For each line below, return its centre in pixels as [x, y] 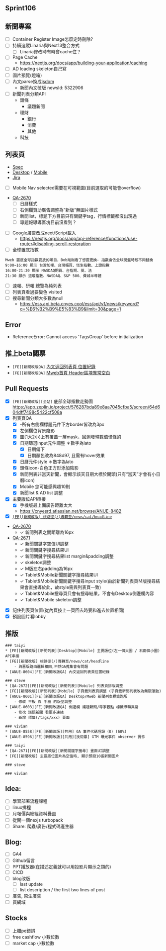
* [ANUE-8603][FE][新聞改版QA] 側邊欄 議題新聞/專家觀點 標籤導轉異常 [72, 707]
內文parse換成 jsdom [33, 81]
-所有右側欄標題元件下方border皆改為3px [62, 424]
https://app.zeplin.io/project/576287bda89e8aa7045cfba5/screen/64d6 [86, 407]
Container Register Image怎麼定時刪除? [53, 39]
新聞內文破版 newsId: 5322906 [51, 88]
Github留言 [24, 860]
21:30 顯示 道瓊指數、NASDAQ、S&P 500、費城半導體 [53, 276]
